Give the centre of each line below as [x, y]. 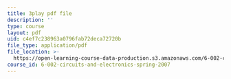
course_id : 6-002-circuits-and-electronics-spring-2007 [89, 65]
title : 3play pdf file [40, 13]
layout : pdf [24, 33]
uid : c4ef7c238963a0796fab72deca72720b [64, 39]
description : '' [30, 20]
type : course [26, 26]
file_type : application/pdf [47, 45]
